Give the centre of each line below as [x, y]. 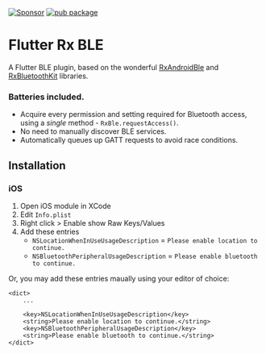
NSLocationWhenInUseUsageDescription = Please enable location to [145, 240]
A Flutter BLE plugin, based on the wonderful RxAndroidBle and [114, 67]
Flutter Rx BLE [56, 45]
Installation [37, 165]
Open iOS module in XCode [65, 206]
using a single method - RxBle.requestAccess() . [99, 123]
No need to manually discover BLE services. [93, 131]
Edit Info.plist [46, 214]
